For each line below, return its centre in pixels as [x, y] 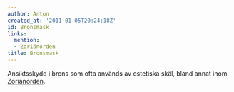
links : [17, 34]
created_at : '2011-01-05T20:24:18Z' [62, 21]
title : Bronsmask [33, 54]
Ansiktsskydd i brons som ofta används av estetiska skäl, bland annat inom [117, 73]
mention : [27, 40]
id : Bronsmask [29, 27]
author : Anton [29, 14]
